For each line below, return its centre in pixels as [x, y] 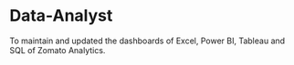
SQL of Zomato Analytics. [58, 50]
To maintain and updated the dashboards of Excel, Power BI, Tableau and [147, 41]
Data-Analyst [61, 16]
